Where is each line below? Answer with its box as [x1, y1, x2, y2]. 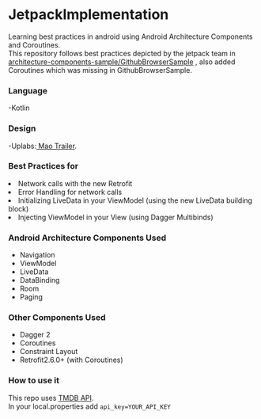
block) [8, 204, 29, 213]
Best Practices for [8, 161, 79, 172]
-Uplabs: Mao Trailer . [8, 141, 78, 150]
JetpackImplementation [8, 6, 169, 24]
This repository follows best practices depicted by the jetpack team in [8, 48, 236, 58]
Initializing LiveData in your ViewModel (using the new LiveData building [18, 196, 253, 205]
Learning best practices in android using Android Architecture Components [8, 32, 253, 41]
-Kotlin [8, 103, 30, 112]
